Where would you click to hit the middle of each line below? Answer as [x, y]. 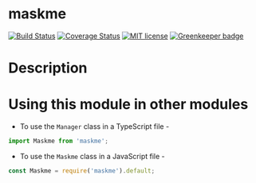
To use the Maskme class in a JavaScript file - [92, 156]
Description [48, 68]
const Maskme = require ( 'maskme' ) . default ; [82, 171]
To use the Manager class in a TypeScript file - [95, 127]
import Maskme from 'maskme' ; [59, 141]
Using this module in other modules [128, 105]
